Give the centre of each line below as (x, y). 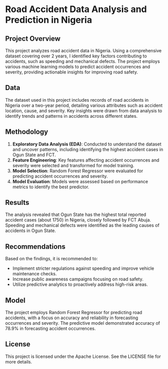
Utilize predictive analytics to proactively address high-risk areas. (80, 284)
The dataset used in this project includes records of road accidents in (77, 100)
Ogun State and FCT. (34, 155)
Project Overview (33, 39)
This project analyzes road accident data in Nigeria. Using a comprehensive (83, 51)
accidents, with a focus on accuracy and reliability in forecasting (72, 318)
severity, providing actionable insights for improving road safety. (72, 72)
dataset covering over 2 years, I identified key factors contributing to (76, 56)
